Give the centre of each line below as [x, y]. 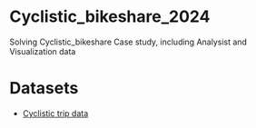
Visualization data [43, 51]
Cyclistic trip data [55, 113]
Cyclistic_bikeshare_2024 [110, 17]
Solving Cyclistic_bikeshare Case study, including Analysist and [128, 42]
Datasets [44, 89]
